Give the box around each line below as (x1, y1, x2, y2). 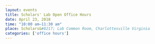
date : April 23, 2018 (5, 17, 51, 22)
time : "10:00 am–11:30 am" (5, 21, 62, 27)
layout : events (5, 7, 37, 13)
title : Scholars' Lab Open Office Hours (5, 12, 92, 17)
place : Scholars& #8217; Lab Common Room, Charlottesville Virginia (5, 26, 150, 31)
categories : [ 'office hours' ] (5, 31, 69, 36)
